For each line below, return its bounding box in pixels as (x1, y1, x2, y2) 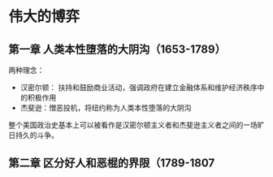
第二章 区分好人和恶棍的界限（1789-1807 (8, 156, 215, 171)
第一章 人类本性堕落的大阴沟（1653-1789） (8, 42, 226, 56)
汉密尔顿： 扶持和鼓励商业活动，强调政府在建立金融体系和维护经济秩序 (19, 83, 258, 92)
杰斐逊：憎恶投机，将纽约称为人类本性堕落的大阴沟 (19, 103, 192, 112)
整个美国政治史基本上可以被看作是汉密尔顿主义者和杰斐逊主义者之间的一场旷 (8, 120, 265, 130)
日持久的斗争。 (8, 131, 58, 140)
